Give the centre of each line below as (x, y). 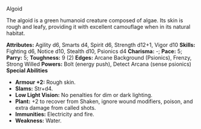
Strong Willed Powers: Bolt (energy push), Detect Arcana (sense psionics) (99, 64)
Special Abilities (27, 71)
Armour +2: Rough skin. (45, 82)
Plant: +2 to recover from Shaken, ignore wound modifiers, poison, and (104, 101)
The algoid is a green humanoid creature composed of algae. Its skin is (95, 20)
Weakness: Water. (38, 121)
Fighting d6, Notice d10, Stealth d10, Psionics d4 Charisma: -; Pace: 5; (94, 51)
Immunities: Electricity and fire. (55, 114)
